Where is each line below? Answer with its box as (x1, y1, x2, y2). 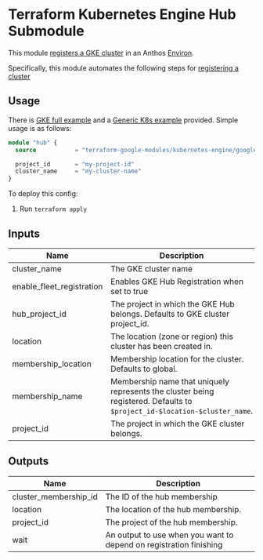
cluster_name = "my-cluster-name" (15, 167, 142, 176)
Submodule (8, 22, 85, 40)
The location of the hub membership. (105, 504, 241, 515)
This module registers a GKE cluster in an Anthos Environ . (8, 48, 194, 57)
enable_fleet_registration (12, 281, 103, 292)
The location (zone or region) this (110, 331, 233, 342)
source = (15, 146, 79, 154)
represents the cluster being (110, 386, 214, 397)
